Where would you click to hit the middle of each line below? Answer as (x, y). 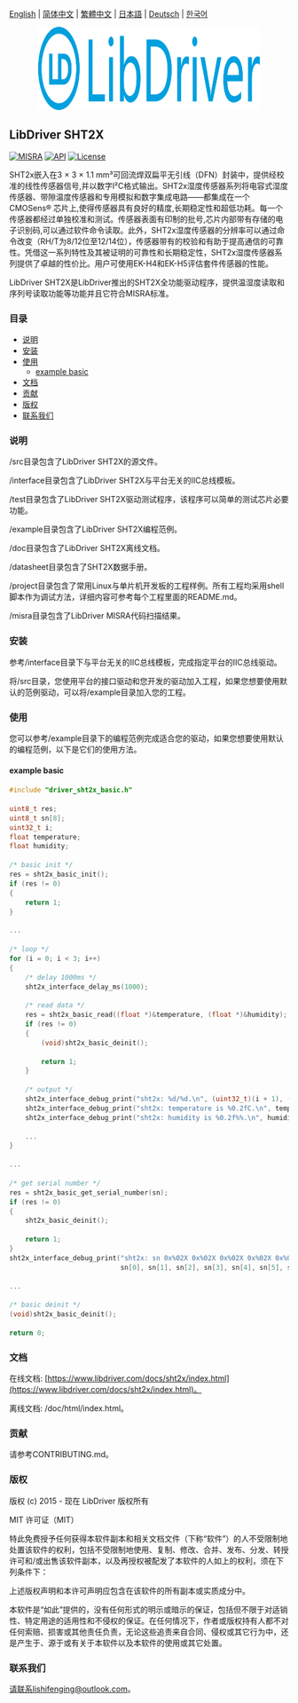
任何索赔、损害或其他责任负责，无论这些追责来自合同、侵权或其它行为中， (145, 1631)
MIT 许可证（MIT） (44, 1519)
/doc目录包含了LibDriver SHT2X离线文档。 (87, 548)
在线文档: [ (29, 1378)
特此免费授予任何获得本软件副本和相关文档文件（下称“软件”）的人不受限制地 (149, 1538)
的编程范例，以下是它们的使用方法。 (75, 749)
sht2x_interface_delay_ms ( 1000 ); (87, 987)
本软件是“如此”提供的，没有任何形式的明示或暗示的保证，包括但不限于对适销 (149, 1609)
